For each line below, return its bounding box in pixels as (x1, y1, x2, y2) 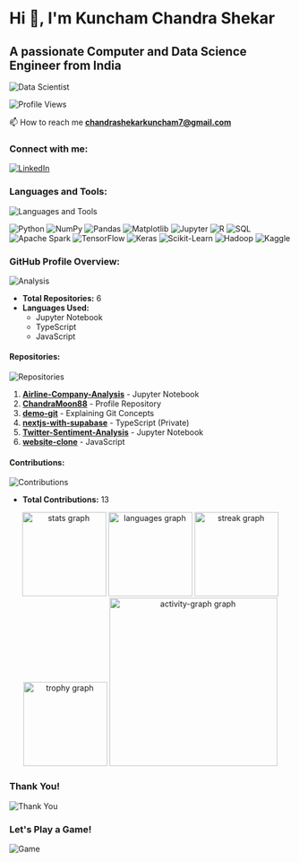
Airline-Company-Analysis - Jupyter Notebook (21, 389, 200, 400)
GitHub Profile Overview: (9, 255, 121, 267)
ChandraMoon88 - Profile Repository (21, 398, 162, 409)
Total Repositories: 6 (21, 292, 102, 303)
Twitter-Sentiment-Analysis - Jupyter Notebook (21, 427, 204, 438)
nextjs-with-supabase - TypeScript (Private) (21, 417, 190, 429)
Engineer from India (9, 57, 122, 73)
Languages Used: (21, 302, 90, 313)
